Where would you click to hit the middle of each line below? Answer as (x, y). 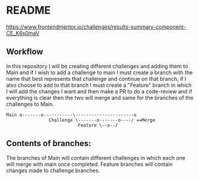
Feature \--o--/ (98, 125)
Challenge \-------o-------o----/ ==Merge (102, 120)
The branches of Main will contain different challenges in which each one (96, 157)
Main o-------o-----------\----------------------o (71, 115)
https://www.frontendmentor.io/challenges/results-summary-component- (96, 27)
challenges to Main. (30, 104)
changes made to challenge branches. (53, 170)
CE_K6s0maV (23, 33)
